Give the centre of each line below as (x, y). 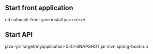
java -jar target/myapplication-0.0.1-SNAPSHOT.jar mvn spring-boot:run (77, 46)
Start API (19, 35)
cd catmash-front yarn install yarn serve (45, 19)
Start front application (39, 8)
